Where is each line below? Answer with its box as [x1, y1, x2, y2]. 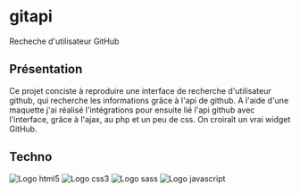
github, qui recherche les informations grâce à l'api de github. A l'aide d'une [9, 95, 289, 105]
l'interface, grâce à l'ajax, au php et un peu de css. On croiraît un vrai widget [9, 113, 291, 124]
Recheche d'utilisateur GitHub [9, 36, 120, 46]
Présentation [9, 62, 83, 77]
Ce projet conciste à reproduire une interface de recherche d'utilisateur [9, 85, 272, 96]
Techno [9, 149, 53, 164]
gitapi [9, 6, 54, 27]
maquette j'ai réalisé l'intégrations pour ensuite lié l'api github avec [9, 105, 255, 115]
